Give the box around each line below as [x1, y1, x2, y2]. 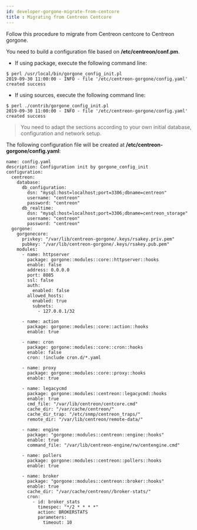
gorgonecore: [16, 231, 49, 237]
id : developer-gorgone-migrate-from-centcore [6, 8, 119, 15]
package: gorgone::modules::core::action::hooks [27, 323, 149, 330]
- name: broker [21, 473, 59, 479]
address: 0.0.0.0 [27, 267, 69, 273]
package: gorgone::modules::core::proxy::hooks [27, 370, 146, 376]
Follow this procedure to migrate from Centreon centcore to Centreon [6, 30, 175, 37]
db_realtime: [21, 205, 54, 211]
